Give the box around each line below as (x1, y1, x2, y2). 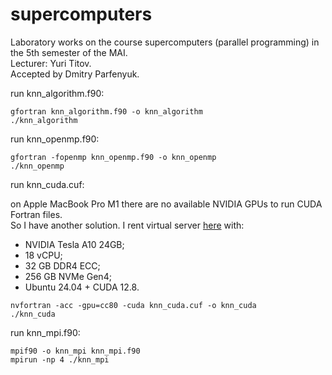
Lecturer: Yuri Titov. (10, 57, 92, 69)
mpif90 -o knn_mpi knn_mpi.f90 (10, 346, 141, 356)
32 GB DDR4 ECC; (24, 259, 101, 272)
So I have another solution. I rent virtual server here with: (10, 219, 245, 231)
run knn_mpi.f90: (10, 326, 81, 338)
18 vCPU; (24, 249, 63, 261)
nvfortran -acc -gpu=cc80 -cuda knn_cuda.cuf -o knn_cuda (10, 300, 257, 310)
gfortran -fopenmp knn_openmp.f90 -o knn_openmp (10, 152, 217, 162)
